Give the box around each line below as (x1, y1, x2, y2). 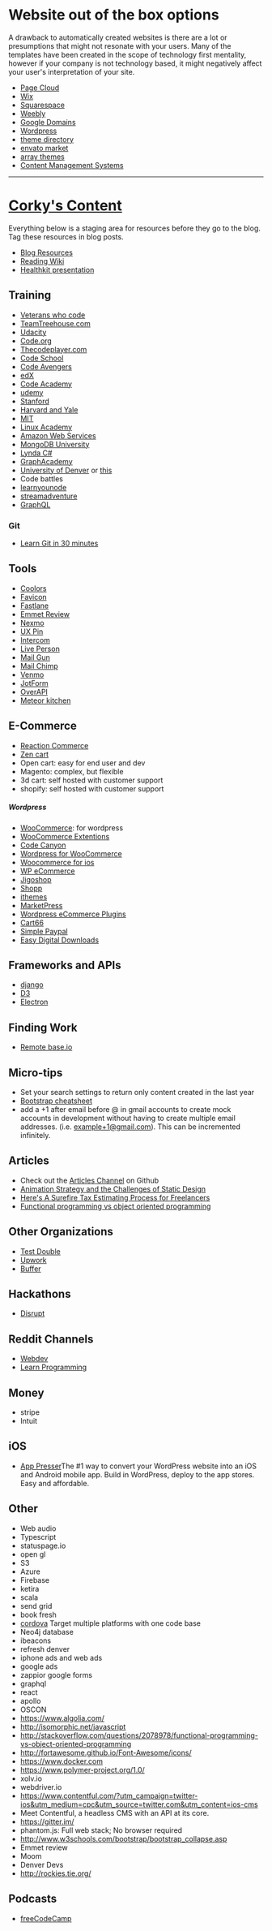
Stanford (19, 396, 50, 406)
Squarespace (19, 100, 65, 110)
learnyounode (19, 482, 67, 492)
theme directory (19, 134, 74, 144)
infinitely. (19, 1131, 51, 1140)
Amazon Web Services (19, 430, 96, 440)
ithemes (19, 891, 48, 902)
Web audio (19, 1524, 57, 1533)
